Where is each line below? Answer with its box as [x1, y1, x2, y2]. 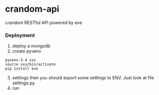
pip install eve [5, 66, 38, 71]
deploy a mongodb [12, 43, 51, 49]
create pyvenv [12, 48, 42, 54]
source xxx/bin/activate [5, 62, 56, 67]
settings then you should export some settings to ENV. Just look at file [12, 75, 155, 81]
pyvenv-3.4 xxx [5, 58, 36, 63]
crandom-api [5, 3, 60, 15]
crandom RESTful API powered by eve [5, 20, 82, 25]
